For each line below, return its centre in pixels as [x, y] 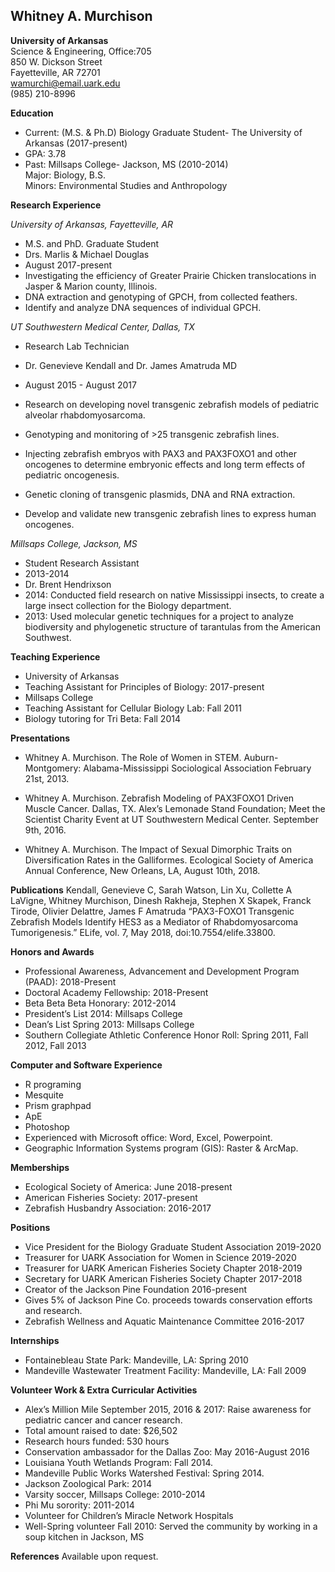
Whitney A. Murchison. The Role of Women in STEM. [133, 757]
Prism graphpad [58, 1105]
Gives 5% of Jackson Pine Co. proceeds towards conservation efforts [168, 1300]
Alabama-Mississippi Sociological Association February [197, 768]
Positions [30, 1227]
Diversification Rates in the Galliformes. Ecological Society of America [169, 860]
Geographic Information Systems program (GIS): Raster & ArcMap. [161, 1148]
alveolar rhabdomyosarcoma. [85, 415]
